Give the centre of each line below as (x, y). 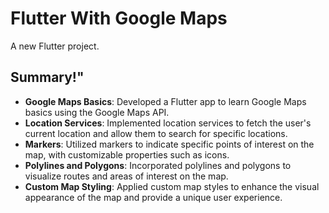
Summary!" (47, 77)
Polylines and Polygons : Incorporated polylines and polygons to (158, 165)
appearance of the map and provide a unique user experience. (153, 197)
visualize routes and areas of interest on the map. (126, 176)
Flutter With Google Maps (119, 18)
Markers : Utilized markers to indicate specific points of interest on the (169, 144)
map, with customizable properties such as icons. (127, 154)
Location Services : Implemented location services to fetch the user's (168, 123)
